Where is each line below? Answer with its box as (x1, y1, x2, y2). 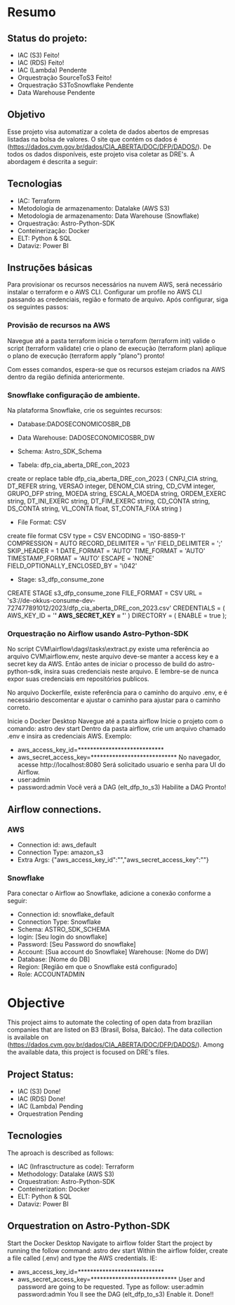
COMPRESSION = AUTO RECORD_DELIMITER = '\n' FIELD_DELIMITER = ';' (7, 539, 223, 548)
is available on (7, 1033, 49, 1042)
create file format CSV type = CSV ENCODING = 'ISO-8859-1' (7, 532, 186, 540)
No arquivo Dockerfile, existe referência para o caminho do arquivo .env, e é (7, 688, 228, 697)
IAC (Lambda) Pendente (17, 66, 88, 74)
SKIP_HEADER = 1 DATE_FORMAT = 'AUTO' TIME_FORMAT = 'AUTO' (7, 547, 206, 555)
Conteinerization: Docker (17, 1185, 90, 1193)
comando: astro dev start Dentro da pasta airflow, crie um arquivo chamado (7, 725, 226, 733)
